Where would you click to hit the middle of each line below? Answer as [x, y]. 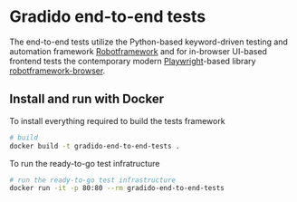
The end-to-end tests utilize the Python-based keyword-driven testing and [148, 42]
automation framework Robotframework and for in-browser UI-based [138, 51]
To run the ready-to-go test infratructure [85, 163]
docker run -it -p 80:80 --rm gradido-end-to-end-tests [117, 188]
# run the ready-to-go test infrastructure [93, 180]
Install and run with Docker [87, 99]
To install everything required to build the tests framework [117, 120]
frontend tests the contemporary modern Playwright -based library [133, 61]
